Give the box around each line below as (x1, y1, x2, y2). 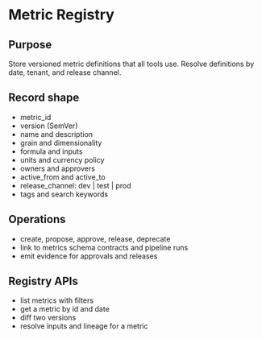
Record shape (8, 91, 80, 105)
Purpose (8, 38, 52, 52)
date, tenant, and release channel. (8, 68, 122, 77)
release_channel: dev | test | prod (19, 180, 131, 190)
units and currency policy (19, 155, 105, 164)
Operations (8, 213, 66, 226)
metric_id (19, 112, 52, 122)
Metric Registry (8, 6, 114, 24)
